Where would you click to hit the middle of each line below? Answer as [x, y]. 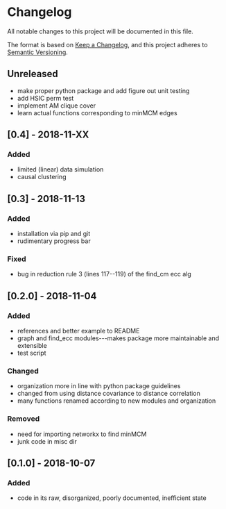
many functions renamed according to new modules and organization [116, 401]
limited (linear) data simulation [60, 169]
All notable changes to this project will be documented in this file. [101, 31]
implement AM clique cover [56, 106]
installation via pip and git [54, 234]
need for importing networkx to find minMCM [82, 434]
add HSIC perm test [45, 98]
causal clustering [42, 177]
